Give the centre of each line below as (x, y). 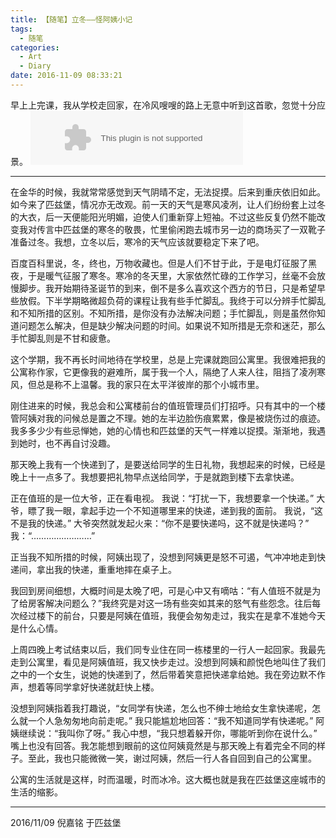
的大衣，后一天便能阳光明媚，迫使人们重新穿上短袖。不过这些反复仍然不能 (163, 217)
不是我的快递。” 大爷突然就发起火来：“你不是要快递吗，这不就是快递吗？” (160, 523)
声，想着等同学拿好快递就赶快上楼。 (85, 687)
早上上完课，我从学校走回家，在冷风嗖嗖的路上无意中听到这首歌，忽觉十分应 (168, 105)
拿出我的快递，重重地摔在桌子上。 (106, 569)
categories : (35, 47)
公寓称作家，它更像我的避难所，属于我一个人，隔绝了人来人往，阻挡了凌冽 (163, 372)
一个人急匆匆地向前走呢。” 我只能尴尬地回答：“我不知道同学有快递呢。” (170, 720)
